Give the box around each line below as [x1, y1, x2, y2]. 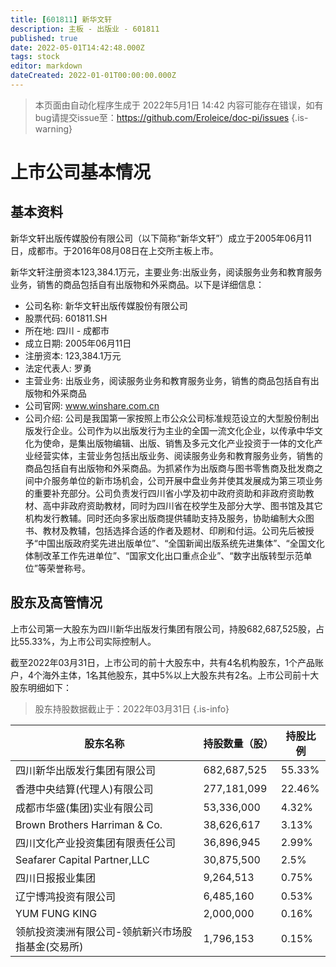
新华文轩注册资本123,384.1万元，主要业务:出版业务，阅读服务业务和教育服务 [10, 266, 323, 278]
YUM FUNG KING [15, 906, 98, 920]
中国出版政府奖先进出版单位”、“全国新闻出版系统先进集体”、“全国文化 [37, 537, 325, 549]
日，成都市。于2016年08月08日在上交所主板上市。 [10, 244, 219, 256]
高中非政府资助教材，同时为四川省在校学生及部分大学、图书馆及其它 [42, 499, 323, 511]
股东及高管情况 [10, 594, 103, 611]
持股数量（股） [203, 736, 274, 750]
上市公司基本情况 [10, 161, 152, 184]
